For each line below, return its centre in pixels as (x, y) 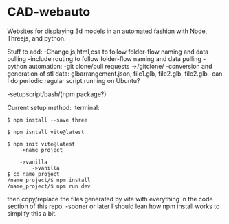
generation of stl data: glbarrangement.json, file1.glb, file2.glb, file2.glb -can (115, 74)
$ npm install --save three (47, 120)
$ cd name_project (33, 174)
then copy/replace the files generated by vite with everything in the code (110, 199)
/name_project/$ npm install (49, 180)
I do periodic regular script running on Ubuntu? (74, 80)
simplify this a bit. (32, 213)
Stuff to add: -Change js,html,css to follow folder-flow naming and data (108, 52)
